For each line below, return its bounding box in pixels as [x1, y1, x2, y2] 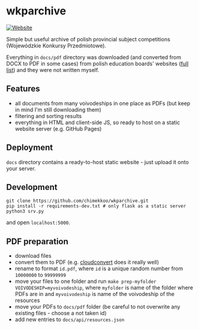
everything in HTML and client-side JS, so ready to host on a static [14, 119, 180, 126]
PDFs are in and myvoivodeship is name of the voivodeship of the [14, 291, 175, 298]
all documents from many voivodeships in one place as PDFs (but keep [14, 99, 191, 107]
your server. [6, 165, 36, 172]
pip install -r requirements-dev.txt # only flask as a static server [6, 203, 186, 209]
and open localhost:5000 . [6, 219, 71, 226]
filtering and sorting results [14, 112, 82, 119]
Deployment [6, 143, 53, 153]
